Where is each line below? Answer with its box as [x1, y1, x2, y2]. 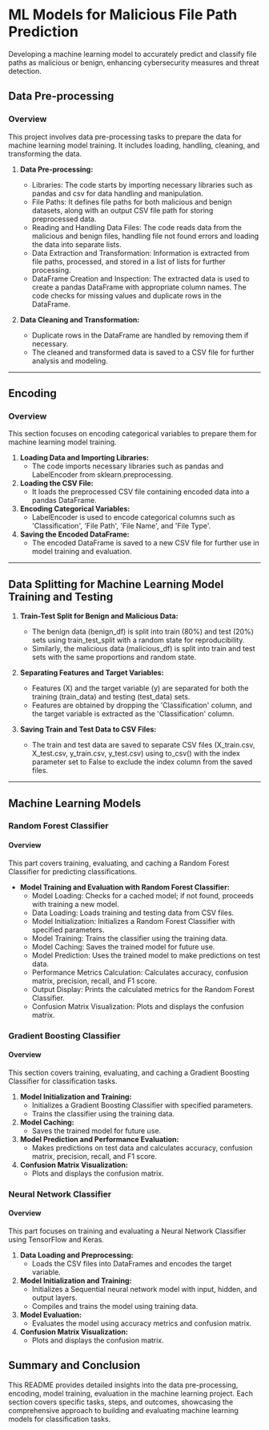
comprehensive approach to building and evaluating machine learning [8, 1405, 239, 1415]
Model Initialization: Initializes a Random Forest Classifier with [31, 916, 235, 926]
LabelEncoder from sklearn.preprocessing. [31, 470, 174, 480]
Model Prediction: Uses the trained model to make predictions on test [31, 950, 261, 960]
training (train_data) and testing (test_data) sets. [31, 692, 191, 702]
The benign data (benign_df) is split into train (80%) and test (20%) [31, 627, 255, 637]
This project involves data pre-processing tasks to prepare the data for [8, 132, 242, 141]
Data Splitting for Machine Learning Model [8, 577, 224, 591]
